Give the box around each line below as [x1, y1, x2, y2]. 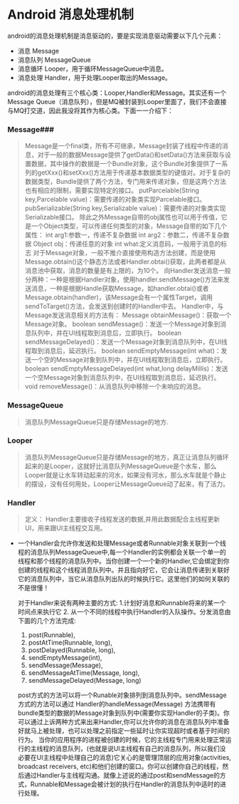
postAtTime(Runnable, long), [28, 639, 112, 647]
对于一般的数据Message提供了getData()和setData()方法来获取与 [37, 150, 225, 159]
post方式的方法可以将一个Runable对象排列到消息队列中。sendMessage [17, 691, 227, 699]
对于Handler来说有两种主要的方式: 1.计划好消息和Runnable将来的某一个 [17, 599, 226, 607]
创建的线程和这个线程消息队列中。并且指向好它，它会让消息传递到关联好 [17, 566, 230, 574]
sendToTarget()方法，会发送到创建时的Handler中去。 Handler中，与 [24, 302, 224, 311]
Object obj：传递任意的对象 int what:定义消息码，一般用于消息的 [33, 239, 221, 248]
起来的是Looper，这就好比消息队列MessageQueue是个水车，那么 [24, 461, 217, 470]
